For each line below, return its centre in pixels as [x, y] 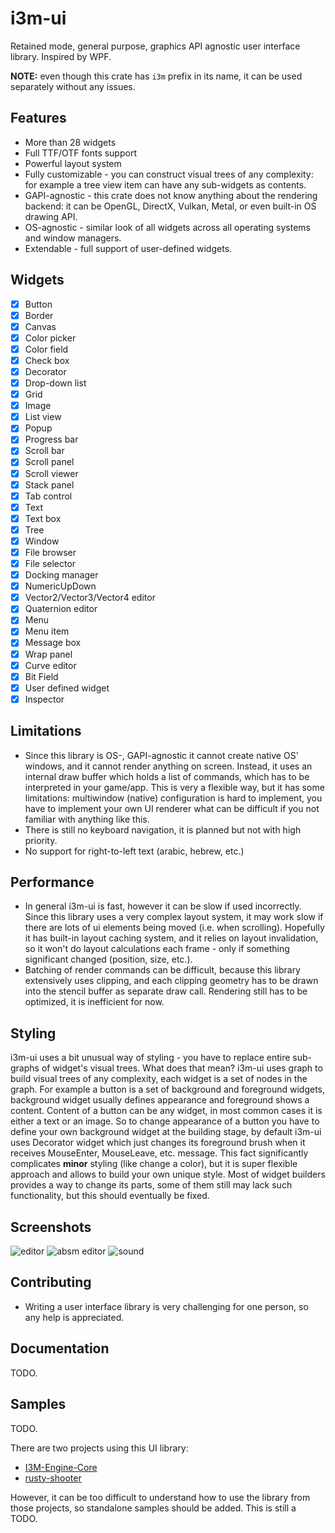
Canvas [40, 326]
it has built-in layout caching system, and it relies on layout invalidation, [171, 938]
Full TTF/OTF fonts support [80, 153]
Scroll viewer [51, 473]
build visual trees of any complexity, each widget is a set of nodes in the [159, 1079]
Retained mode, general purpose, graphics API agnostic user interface [155, 46]
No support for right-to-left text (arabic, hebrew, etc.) [134, 851]
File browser [50, 552]
